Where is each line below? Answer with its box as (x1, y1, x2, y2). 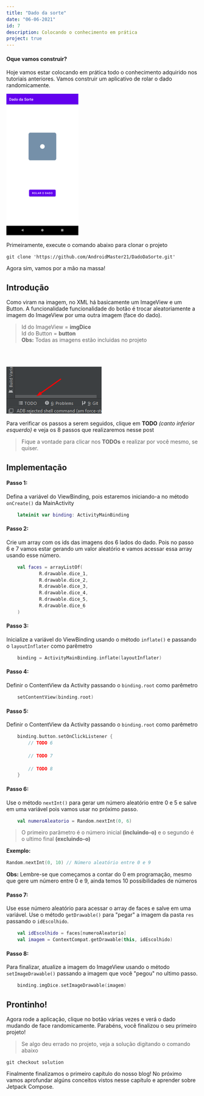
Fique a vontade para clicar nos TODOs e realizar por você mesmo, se (21, 438, 198, 445)
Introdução (6, 282, 49, 293)
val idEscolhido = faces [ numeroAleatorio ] (17, 930, 127, 936)
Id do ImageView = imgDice (21, 323, 91, 331)
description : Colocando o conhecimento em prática (6, 29, 138, 35)
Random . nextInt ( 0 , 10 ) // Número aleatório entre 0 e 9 (6, 860, 151, 866)
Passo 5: (6, 707, 29, 715)
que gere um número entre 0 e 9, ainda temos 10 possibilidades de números (6, 877, 197, 884)
